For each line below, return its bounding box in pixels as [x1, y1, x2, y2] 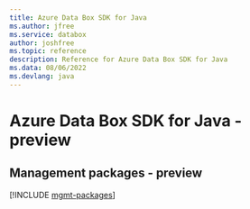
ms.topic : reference [9, 47, 88, 56]
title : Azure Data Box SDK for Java [9, 13, 147, 23]
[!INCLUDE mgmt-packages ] [9, 189, 116, 200]
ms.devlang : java [9, 72, 75, 81]
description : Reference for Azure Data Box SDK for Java [9, 55, 228, 64]
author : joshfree [9, 38, 75, 48]
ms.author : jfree [9, 22, 75, 31]
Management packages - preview [9, 166, 203, 181]
